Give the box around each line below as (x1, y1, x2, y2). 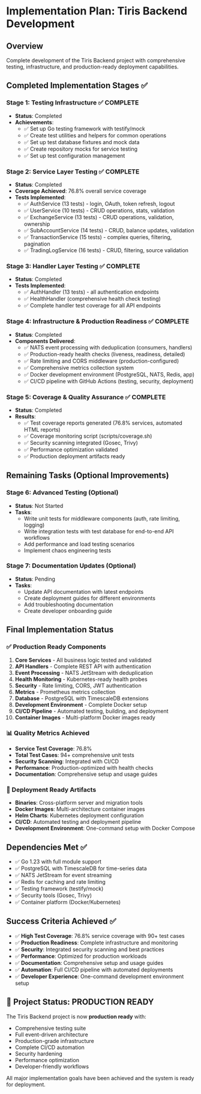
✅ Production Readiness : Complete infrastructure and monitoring (14, 938, 178, 946)
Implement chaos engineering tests (23, 546, 112, 554)
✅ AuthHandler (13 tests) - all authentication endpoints (23, 288, 159, 295)
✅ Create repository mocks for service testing (23, 145, 138, 153)
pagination (23, 240, 50, 247)
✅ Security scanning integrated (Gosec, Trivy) (23, 439, 138, 446)
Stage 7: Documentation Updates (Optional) (6, 561, 136, 570)
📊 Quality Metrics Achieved (6, 729, 90, 737)
